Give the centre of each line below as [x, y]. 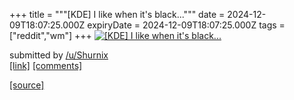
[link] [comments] [46, 65]
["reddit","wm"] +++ [50, 35]
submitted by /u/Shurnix [59, 55]
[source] [27, 85]
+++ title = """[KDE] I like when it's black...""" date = [117, 14]
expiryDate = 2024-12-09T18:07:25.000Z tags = [186, 25]
